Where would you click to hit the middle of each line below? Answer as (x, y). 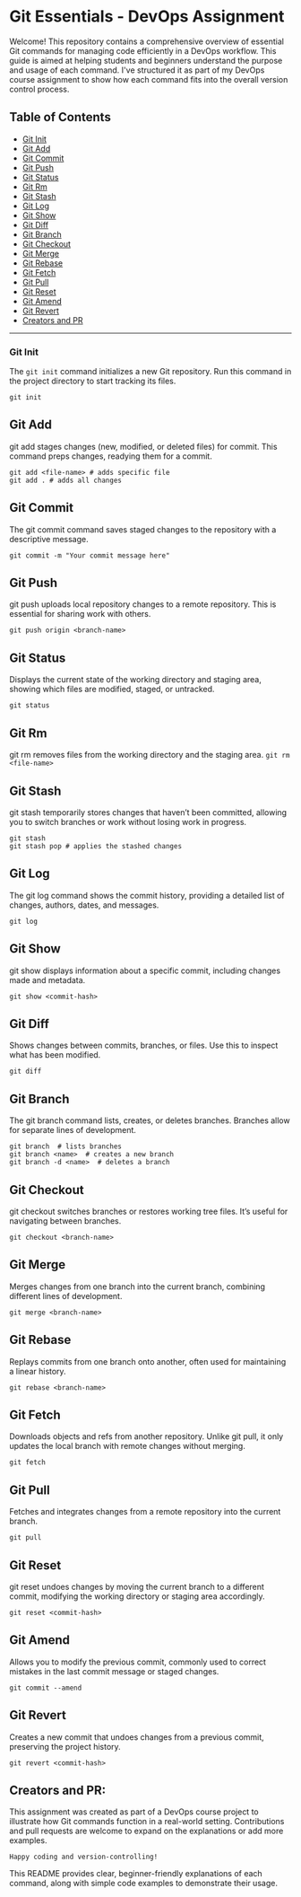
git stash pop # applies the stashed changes (95, 846)
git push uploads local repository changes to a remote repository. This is (143, 604)
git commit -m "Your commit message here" (90, 555)
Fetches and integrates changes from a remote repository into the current (145, 1512)
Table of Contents (60, 117)
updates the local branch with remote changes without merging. (128, 1446)
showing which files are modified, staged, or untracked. (112, 689)
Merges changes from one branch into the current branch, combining (138, 1287)
